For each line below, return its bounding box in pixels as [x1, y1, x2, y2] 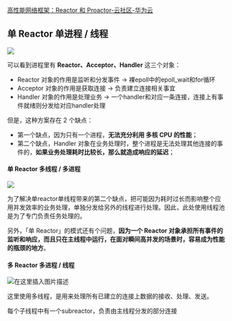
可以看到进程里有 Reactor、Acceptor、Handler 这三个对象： [7, 61, 182, 69]
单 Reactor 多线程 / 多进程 [7, 165, 81, 173]
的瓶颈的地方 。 [7, 244, 50, 252]
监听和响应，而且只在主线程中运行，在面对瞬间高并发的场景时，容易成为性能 [7, 235, 225, 244]
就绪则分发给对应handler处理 [23, 101, 106, 109]
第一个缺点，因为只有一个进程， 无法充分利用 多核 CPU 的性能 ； [17, 130, 198, 139]
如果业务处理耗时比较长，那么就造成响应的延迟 [35, 148, 169, 156]
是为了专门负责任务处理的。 [7, 212, 86, 220]
